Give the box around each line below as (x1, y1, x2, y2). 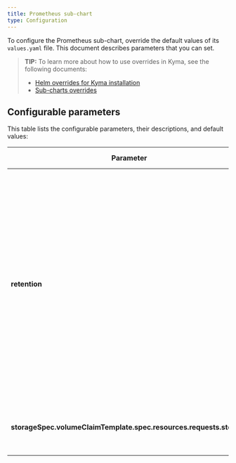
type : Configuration (7, 17, 68, 24)
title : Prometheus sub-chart (7, 10, 93, 18)
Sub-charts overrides (34, 86, 97, 94)
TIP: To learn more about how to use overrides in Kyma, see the (24, 57, 209, 65)
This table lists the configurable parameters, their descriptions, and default (7, 124, 223, 133)
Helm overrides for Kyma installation (34, 78, 140, 86)
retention (11, 279, 42, 289)
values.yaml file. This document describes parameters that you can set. (7, 44, 215, 52)
